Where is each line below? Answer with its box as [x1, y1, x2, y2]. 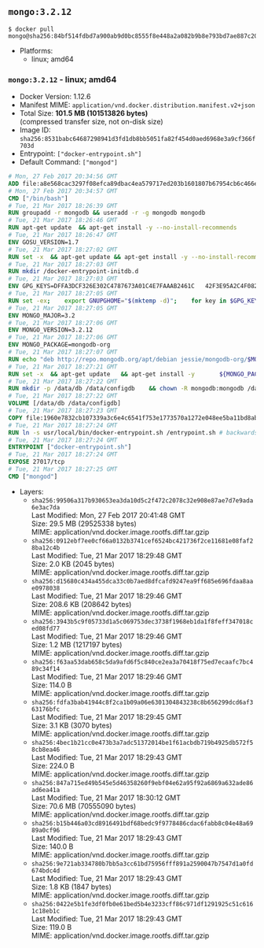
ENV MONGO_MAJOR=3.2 [8, 311, 76, 320]
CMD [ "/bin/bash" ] [8, 194, 68, 202]
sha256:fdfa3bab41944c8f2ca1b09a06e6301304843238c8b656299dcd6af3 [31, 698, 254, 706]
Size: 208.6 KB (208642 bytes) [31, 599, 132, 609]
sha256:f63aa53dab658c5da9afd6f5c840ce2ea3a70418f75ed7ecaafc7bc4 [31, 657, 254, 666]
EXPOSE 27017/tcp [8, 458, 65, 466]
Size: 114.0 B [31, 680, 72, 690]
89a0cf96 [31, 826, 60, 834]
